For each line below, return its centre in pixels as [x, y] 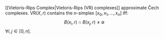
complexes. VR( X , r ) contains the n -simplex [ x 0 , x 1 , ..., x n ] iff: [67, 13]
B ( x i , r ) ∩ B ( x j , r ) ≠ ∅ [84, 22]
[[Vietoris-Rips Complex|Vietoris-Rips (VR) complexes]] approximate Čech [82, 8]
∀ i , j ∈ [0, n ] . [18, 31]
